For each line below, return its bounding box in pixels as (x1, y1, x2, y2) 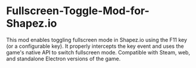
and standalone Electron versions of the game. (6, 55, 121, 62)
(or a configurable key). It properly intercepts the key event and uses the (6, 43, 184, 50)
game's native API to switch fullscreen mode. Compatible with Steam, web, (6, 48, 191, 56)
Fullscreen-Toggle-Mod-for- (6, 4, 150, 18)
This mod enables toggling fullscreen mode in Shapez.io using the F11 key (6, 36, 188, 43)
